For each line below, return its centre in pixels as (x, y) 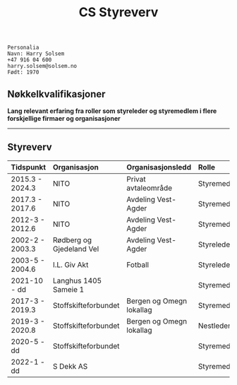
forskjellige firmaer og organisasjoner (64, 118)
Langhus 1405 (77, 280)
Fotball (138, 264)
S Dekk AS (70, 366)
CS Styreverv (119, 12)
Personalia (23, 48)
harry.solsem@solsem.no (42, 66)
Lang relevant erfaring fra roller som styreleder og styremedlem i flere (112, 111)
